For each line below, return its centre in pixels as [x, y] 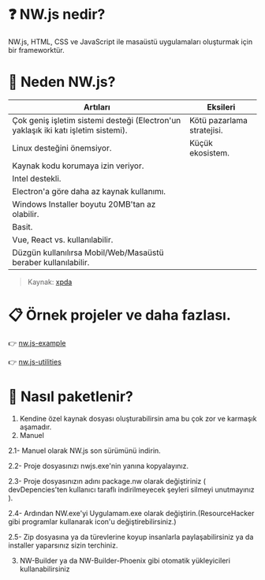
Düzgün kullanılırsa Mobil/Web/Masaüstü [88, 253]
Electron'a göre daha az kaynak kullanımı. [89, 191]
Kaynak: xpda [50, 282]
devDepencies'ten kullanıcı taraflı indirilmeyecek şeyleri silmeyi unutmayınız [131, 489]
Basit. [22, 226]
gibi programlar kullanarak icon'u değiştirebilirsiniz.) [92, 522]
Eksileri [221, 107]
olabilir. [26, 214]
